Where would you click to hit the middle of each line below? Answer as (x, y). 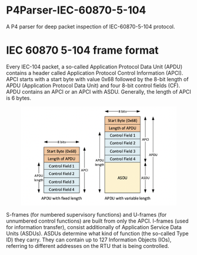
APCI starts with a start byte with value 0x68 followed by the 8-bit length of (98, 79)
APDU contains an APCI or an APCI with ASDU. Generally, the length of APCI (98, 91)
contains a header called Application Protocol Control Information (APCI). (95, 73)
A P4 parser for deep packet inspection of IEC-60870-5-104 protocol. (91, 27)
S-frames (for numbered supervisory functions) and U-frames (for (86, 214)
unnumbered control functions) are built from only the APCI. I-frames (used (98, 221)
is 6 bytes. (19, 98)
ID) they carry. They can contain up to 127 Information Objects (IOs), (89, 240)
